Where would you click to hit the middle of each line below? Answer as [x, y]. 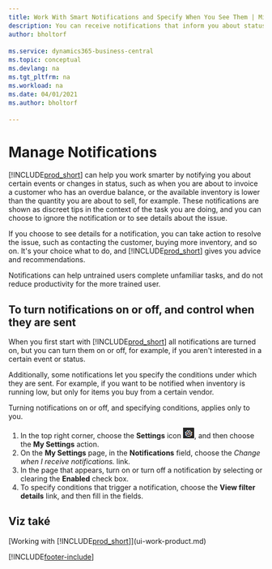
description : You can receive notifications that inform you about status [137, 26]
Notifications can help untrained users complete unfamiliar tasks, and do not [136, 275]
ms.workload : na [36, 85]
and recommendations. [47, 260]
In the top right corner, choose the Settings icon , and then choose [137, 435]
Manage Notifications [83, 152]
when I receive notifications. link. [75, 461]
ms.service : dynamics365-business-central [81, 52]
